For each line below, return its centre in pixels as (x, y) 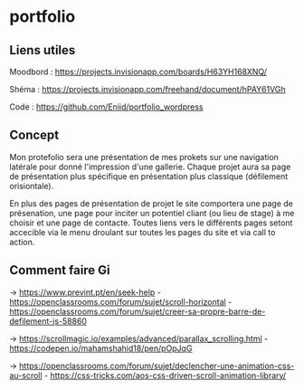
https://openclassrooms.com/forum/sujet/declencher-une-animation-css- (157, 366)
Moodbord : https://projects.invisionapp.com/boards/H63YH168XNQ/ (138, 71)
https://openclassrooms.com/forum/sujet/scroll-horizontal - (121, 301)
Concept (34, 135)
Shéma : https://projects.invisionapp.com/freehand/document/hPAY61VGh (148, 89)
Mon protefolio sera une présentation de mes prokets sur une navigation (144, 157)
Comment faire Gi (60, 270)
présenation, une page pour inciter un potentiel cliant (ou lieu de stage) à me (152, 213)
